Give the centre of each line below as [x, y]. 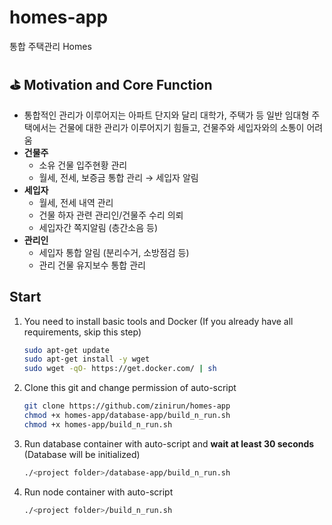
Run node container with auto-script [98, 492]
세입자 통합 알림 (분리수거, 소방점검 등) [114, 252]
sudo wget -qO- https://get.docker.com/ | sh [120, 369]
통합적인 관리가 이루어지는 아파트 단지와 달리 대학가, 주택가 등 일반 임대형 [166, 115]
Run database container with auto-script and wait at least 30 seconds [169, 443]
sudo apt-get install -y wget [87, 359]
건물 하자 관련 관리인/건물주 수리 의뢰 [111, 215]
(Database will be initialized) [82, 454]
